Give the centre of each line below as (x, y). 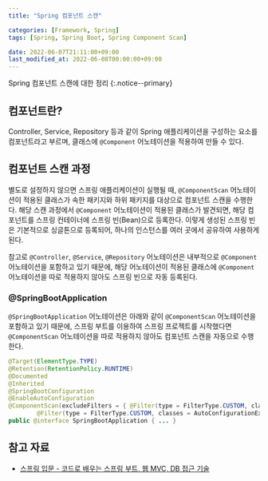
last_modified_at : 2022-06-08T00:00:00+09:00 (85, 60)
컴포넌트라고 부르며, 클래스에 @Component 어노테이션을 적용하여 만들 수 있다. (126, 141)
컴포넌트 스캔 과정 (49, 169)
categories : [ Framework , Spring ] (64, 30)
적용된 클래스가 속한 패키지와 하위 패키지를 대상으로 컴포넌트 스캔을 (127, 200)
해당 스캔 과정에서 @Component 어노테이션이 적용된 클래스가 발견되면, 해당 (132, 209)
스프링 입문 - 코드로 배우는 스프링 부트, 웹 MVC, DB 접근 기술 (114, 468)
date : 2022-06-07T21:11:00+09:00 (64, 52)
